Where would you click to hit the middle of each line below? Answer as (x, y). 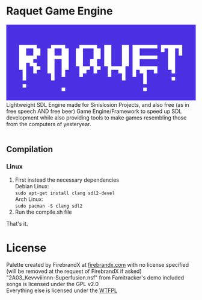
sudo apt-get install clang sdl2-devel (65, 193)
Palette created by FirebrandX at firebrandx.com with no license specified (98, 264)
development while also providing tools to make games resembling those (96, 117)
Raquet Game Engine (60, 11)
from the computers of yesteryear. (49, 124)
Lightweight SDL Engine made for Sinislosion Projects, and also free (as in (98, 104)
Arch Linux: (29, 199)
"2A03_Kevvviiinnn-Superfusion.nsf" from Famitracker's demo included (95, 277)
